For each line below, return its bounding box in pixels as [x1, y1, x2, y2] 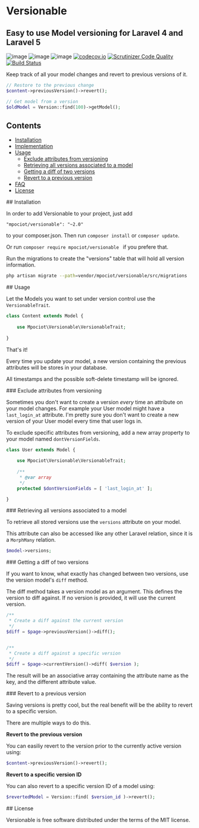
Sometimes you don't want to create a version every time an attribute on [6, 398, 183, 405]
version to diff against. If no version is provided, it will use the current [6, 594, 176, 602]
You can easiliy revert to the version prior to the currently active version [6, 742, 182, 749]
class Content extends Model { [6, 313, 84, 319]
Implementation [14, 143, 53, 150]
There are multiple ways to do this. [6, 719, 91, 727]
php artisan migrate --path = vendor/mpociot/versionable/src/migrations [6, 273, 187, 279]
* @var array [19, 474, 52, 480]
